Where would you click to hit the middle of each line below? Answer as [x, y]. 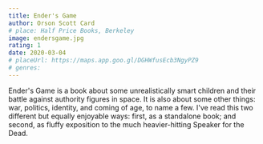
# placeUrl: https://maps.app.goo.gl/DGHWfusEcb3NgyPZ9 [103, 61]
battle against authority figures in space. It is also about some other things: [132, 99]
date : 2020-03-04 [37, 53]
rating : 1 [25, 46]
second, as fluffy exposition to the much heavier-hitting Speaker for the [126, 124]
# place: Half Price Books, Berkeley [71, 30]
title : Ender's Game [43, 16]
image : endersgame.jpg [46, 38]
